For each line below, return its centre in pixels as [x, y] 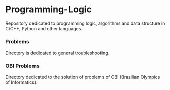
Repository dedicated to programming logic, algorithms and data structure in [85, 23]
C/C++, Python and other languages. [44, 28]
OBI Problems [22, 66]
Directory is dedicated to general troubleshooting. [57, 53]
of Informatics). [21, 82]
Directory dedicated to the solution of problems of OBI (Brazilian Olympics [83, 77]
